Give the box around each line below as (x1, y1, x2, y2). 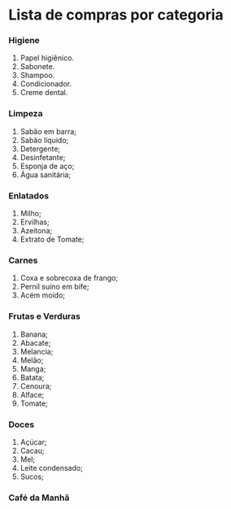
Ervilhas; (20, 217, 50, 227)
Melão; (20, 355, 44, 365)
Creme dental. (20, 88, 68, 98)
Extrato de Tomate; (20, 234, 85, 245)
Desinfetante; (20, 152, 66, 162)
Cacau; (20, 446, 45, 455)
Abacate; (20, 337, 51, 347)
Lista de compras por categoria (8, 6, 224, 24)
